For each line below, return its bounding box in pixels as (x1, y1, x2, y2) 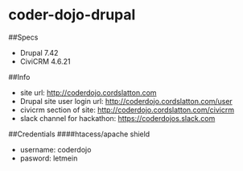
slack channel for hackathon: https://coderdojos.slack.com (19, 113, 216, 123)
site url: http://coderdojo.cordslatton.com (19, 87, 157, 98)
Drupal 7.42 (19, 48, 59, 57)
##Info (8, 72, 31, 81)
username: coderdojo (19, 144, 92, 154)
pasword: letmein (19, 153, 78, 163)
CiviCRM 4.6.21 (19, 56, 71, 66)
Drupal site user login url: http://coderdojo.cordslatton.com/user (19, 96, 233, 106)
